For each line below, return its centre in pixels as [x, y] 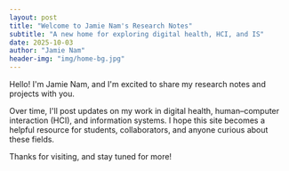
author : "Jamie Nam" [48, 51]
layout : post [33, 17]
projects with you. [42, 94]
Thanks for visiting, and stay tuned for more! [90, 156]
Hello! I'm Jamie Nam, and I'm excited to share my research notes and [138, 84]
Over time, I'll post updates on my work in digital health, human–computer [144, 111]
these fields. [32, 139]
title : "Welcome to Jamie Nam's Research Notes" [101, 26]
